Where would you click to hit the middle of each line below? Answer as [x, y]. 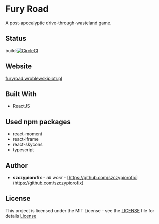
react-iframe [25, 139]
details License [21, 216]
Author [16, 166]
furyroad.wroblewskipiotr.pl [34, 78]
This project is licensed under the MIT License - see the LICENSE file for [80, 210]
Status [16, 38]
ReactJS [21, 106]
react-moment [27, 134]
